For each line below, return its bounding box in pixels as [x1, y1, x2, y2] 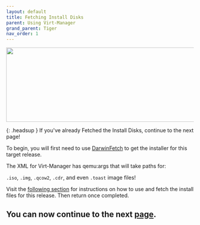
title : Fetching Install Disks [6, 14, 84, 20]
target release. [6, 151, 42, 158]
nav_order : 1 [6, 31, 39, 37]
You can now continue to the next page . [6, 209, 157, 219]
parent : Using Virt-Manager [6, 20, 76, 26]
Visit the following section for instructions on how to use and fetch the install [6, 186, 194, 193]
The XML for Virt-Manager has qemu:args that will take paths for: [6, 162, 167, 170]
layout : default [6, 8, 46, 15]
